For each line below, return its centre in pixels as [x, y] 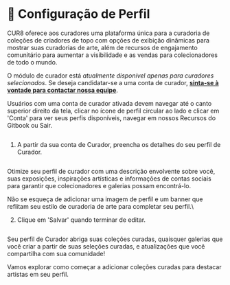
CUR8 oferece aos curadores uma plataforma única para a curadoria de [108, 33]
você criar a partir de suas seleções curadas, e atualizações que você [106, 246]
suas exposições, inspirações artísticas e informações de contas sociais [109, 179]
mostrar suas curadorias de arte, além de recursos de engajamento [102, 47]
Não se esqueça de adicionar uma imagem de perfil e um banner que [105, 199]
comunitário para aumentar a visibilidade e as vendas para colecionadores [113, 55]
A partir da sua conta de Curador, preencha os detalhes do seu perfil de [119, 144]
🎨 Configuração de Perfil [79, 14]
